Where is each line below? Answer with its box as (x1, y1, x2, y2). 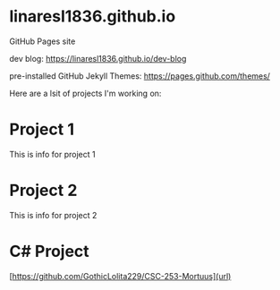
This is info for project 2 (9, 209, 98, 220)
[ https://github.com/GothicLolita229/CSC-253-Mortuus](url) (9, 270, 232, 281)
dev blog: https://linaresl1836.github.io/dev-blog (9, 53, 187, 64)
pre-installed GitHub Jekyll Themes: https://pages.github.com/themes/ (9, 70, 271, 81)
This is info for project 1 (9, 149, 96, 159)
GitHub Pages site (9, 36, 76, 47)
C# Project (9, 242, 89, 261)
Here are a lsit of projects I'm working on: (9, 88, 162, 98)
